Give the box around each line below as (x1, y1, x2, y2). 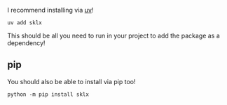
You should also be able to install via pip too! (7, 77, 136, 86)
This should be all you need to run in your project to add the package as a (7, 31, 221, 40)
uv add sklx (7, 19, 42, 26)
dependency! (7, 39, 46, 47)
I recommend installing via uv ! (7, 6, 94, 14)
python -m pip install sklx (7, 90, 90, 98)
